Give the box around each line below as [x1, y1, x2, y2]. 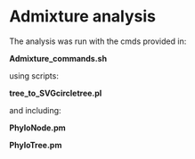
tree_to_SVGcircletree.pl [9, 88, 102, 98]
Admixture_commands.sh [9, 53, 108, 63]
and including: [9, 105, 61, 115]
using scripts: [9, 70, 60, 81]
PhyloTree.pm [9, 139, 62, 150]
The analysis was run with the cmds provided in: [9, 36, 187, 46]
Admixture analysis [9, 6, 157, 27]
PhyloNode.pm [9, 122, 67, 133]
